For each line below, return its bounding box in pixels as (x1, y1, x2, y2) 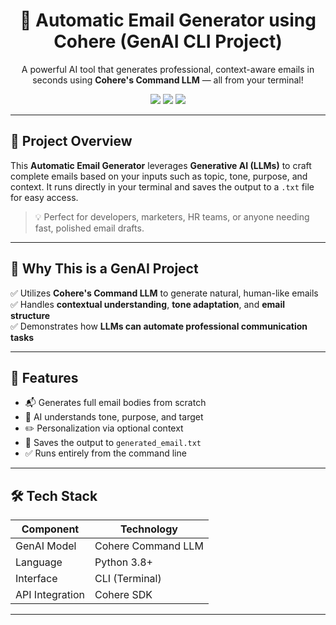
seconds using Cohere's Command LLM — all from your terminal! (32, 74, 304, 86)
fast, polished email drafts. (34, 222, 145, 234)
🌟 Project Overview (10, 133, 133, 150)
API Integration (15, 588, 85, 602)
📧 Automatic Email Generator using (19, 9, 317, 32)
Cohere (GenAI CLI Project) (53, 30, 283, 53)
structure (10, 309, 51, 321)
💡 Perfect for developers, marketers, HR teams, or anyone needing (34, 210, 310, 223)
